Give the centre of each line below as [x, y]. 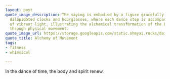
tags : [11, 43]
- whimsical [18, 52]
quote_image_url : [24, 33]
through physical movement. [39, 29]
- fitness [16, 48]
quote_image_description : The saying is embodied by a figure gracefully [85, 15]
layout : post [19, 10]
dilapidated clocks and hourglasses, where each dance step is [78, 19]
